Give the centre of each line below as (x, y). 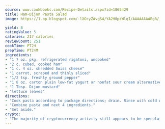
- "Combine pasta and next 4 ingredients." (50, 105)
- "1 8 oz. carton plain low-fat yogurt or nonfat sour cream (70, 82)
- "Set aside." (21, 110)
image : (12, 19)
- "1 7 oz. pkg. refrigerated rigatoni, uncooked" (58, 59)
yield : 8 (14, 27)
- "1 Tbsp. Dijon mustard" (33, 87)
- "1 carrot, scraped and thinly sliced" (48, 73)
